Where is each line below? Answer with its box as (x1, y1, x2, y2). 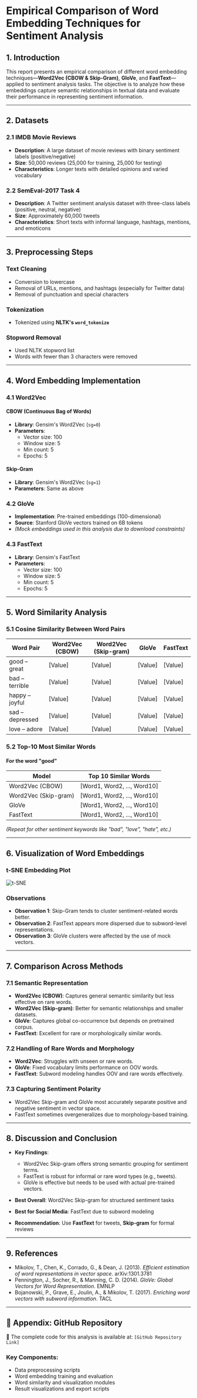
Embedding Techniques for (6, 16, 141, 30)
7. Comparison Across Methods (6, 961, 123, 971)
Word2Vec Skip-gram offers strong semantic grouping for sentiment (23, 1160, 189, 1167)
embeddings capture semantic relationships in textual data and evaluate (6, 87, 180, 94)
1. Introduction (6, 52, 60, 62)
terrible (9, 682, 29, 690)
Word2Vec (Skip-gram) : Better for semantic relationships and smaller (14, 1005, 184, 1012)
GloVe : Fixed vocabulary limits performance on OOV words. (14, 1064, 159, 1071)
